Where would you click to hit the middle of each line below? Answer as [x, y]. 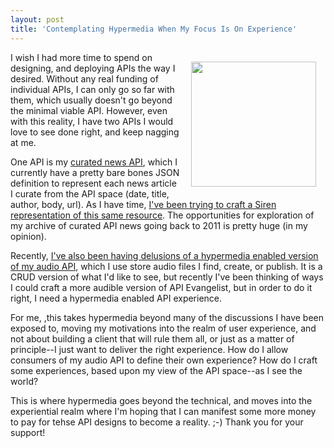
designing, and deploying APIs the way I [93, 68]
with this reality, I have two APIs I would [92, 121]
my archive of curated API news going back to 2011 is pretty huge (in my [159, 225]
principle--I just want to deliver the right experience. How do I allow [149, 349]
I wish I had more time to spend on [81, 57]
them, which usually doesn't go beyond [91, 100]
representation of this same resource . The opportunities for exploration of [162, 215]
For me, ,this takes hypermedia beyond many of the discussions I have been [167, 317]
